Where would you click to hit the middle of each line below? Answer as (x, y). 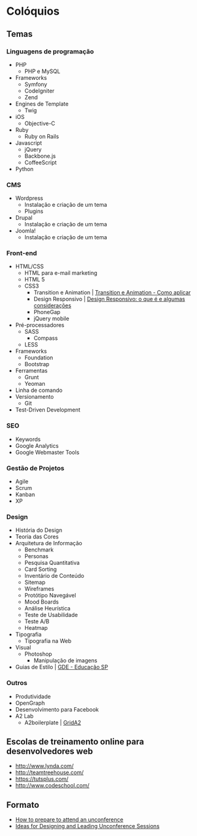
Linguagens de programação (50, 52)
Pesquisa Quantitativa (52, 563)
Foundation (39, 358)
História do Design (39, 530)
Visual (23, 648)
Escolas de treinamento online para (75, 742)
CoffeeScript (41, 162)
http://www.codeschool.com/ (52, 786)
